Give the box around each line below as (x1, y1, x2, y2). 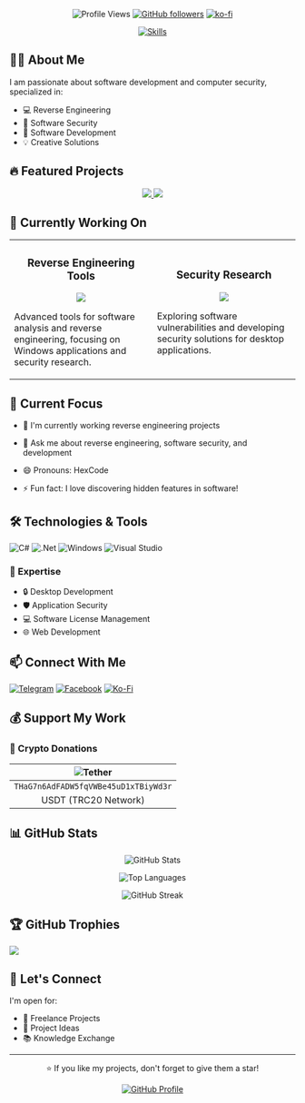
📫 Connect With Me (9, 655, 127, 670)
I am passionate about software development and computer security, (9, 76, 268, 87)
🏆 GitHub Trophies (9, 917, 121, 932)
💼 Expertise (9, 565, 62, 577)
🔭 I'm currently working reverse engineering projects (22, 420, 221, 431)
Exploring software (157, 310, 238, 322)
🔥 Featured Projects (9, 163, 124, 179)
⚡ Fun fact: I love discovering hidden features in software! (22, 483, 239, 494)
